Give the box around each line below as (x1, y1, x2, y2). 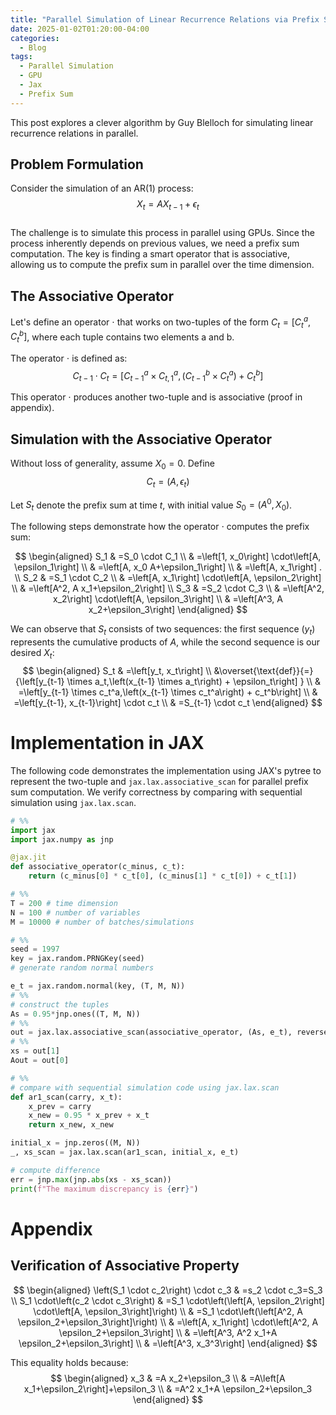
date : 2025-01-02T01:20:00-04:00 (10, 24, 150, 34)
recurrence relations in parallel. (10, 127, 139, 139)
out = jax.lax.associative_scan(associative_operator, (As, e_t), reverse (10, 1027, 329, 1038)
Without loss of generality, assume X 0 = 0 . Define (10, 457, 215, 472)
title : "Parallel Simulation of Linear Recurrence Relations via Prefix (10, 14, 320, 25)
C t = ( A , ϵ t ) (146, 476, 190, 490)
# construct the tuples (10, 999, 110, 1010)
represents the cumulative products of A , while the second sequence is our (10, 636, 320, 648)
